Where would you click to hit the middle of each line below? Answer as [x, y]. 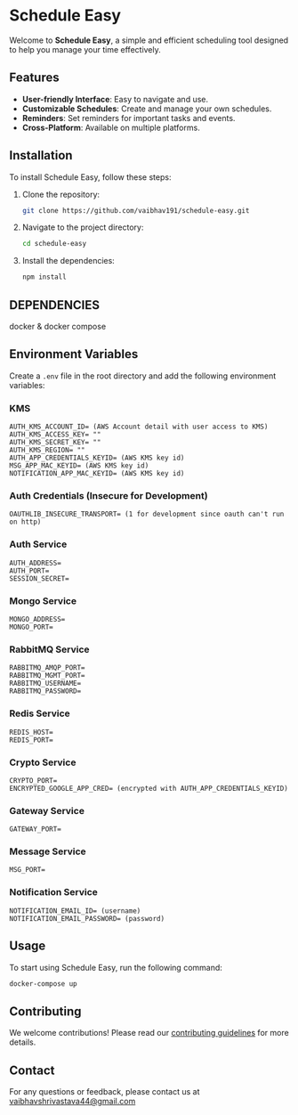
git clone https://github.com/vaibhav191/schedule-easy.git [136, 210]
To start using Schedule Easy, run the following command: [116, 967]
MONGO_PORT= [31, 627]
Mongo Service [43, 600]
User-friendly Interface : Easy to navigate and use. [115, 99]
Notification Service [53, 892]
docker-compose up [43, 984]
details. [23, 1042]
